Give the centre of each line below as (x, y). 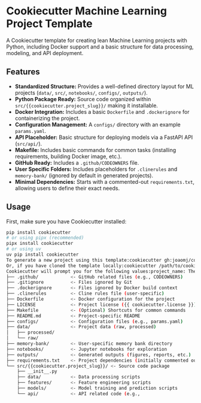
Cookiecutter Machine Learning (87, 11)
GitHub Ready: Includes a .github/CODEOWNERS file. (77, 162)
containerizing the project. (47, 118)
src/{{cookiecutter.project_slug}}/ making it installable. (86, 105)
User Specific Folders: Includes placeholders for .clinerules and (96, 169)
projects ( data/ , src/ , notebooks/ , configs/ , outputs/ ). (81, 93)
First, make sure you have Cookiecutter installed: (66, 221)
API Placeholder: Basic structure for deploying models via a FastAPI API (104, 137)
